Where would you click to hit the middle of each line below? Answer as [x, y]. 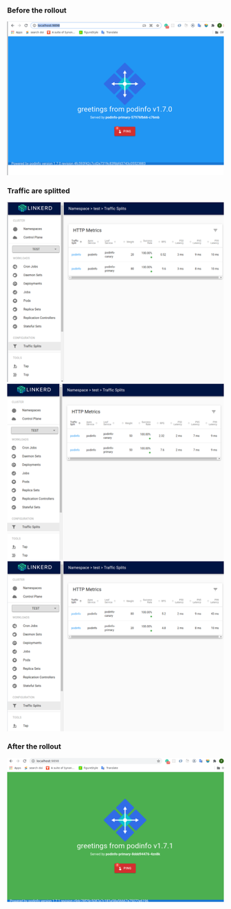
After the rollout [34, 746]
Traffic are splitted [38, 190]
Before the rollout [37, 10]
